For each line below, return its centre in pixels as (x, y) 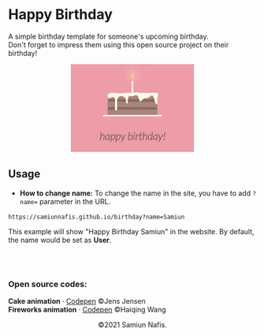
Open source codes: (48, 284)
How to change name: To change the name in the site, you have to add (135, 193)
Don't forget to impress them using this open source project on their (119, 44)
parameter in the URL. (75, 201)
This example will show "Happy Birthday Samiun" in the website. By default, (131, 231)
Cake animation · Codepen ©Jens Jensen (77, 301)
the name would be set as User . (60, 240)
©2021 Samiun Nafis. (132, 325)
